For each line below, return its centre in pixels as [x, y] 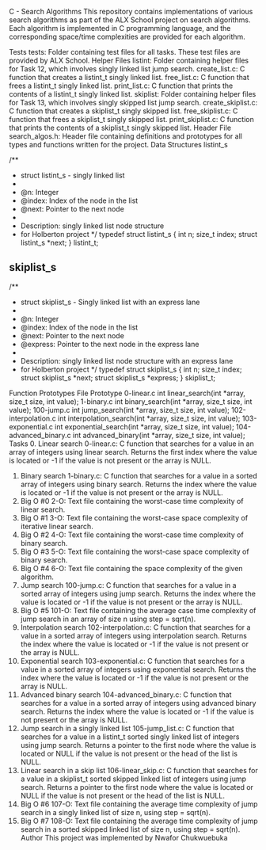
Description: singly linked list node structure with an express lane [127, 360]
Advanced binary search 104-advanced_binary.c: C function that [126, 694]
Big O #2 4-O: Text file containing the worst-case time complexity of [132, 535]
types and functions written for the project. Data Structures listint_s [118, 145]
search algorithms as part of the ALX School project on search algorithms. [130, 20]
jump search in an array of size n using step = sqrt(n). [108, 619]
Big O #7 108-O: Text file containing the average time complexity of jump [139, 821]
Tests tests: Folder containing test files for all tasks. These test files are [125, 52]
